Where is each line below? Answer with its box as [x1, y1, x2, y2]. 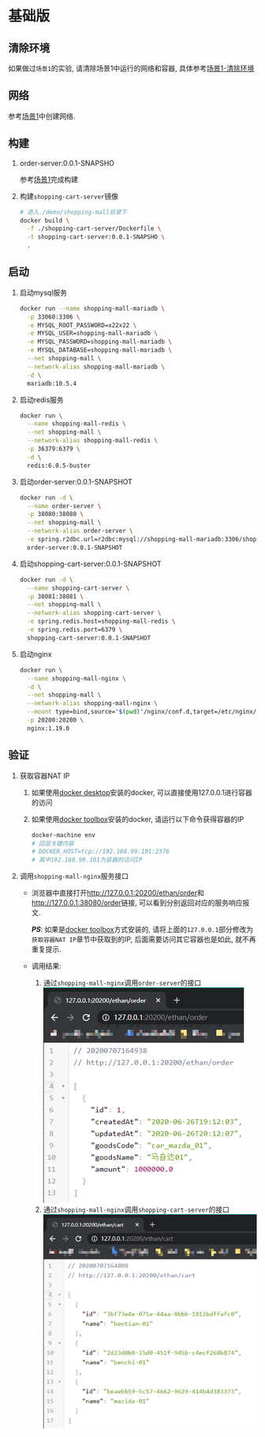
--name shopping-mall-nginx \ [27, 674, 126, 682]
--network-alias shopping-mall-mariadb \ [27, 363, 166, 371]
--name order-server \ [27, 502, 102, 510]
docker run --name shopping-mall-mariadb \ [19, 304, 166, 312]
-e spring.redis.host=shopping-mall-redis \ [27, 617, 176, 625]
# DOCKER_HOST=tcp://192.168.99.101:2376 [31, 847, 170, 856]
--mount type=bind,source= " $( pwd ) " [27, 708, 144, 716]
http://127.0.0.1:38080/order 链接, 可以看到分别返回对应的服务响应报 [31, 898, 250, 907]
